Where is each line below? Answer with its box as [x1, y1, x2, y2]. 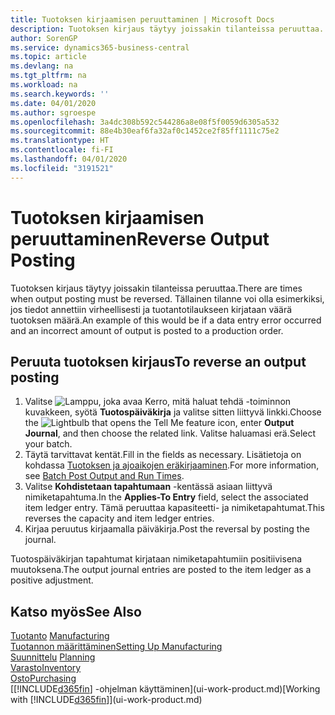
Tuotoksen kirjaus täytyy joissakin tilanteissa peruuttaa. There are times [10, 282, 303, 294]
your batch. [24, 438, 73, 450]
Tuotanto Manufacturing [10, 630, 110, 642]
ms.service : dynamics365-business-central [10, 42, 190, 53]
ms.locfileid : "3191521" [10, 163, 114, 173]
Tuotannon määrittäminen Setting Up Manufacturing [10, 641, 223, 653]
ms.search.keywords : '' [10, 89, 110, 99]
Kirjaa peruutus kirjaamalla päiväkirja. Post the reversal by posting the [24, 523, 310, 535]
